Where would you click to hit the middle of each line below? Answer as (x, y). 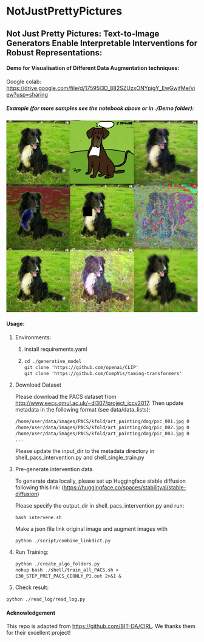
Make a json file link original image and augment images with (91, 529)
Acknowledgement (31, 613)
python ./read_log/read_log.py (46, 599)
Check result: (32, 587)
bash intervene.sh (38, 517)
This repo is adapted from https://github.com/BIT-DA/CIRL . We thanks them (101, 626)
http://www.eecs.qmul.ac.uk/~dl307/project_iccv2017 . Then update (99, 403)
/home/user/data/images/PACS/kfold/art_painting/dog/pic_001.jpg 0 (102, 421)
